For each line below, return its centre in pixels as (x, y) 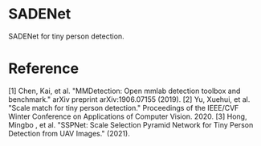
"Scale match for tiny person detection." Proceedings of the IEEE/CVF (124, 107)
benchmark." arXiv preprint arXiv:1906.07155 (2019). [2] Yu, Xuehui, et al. (129, 99)
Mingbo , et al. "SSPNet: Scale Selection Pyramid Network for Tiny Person (131, 124)
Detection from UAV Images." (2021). (69, 133)
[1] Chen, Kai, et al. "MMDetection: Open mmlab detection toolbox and (124, 91)
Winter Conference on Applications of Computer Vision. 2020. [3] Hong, (128, 116)
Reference (43, 69)
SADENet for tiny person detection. (66, 36)
